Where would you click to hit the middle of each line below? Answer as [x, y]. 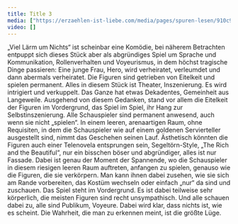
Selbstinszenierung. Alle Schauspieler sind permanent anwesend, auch [111, 115]
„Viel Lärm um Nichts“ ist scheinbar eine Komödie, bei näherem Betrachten [116, 47]
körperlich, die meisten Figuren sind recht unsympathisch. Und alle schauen [118, 198]
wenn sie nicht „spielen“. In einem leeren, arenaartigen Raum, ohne [105, 123]
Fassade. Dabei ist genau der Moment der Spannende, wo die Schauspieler [118, 160]
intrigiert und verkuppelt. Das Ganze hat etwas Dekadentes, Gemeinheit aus [118, 92]
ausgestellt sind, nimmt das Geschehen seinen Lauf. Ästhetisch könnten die [118, 138]
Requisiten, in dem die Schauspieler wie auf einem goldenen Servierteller [114, 130]
